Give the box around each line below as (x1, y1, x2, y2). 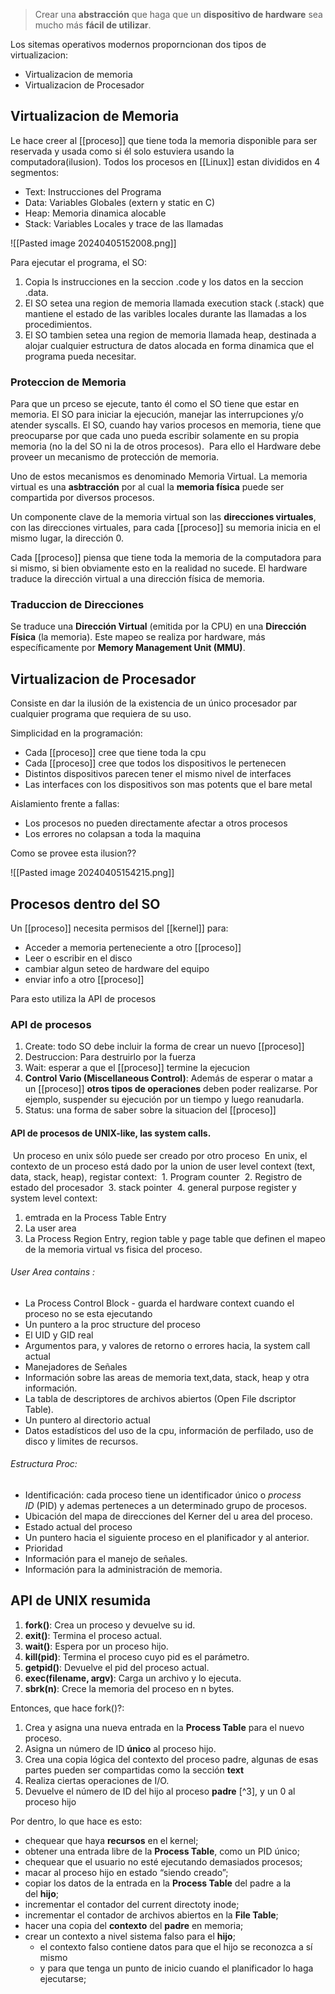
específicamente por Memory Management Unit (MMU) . (10, 642, 246, 654)
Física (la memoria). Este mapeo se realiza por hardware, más (10, 631, 266, 643)
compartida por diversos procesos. (10, 492, 155, 504)
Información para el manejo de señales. (24, 1552, 188, 1564)
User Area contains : (10, 1266, 96, 1278)
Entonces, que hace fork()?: (10, 1702, 125, 1714)
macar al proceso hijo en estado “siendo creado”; (24, 1866, 229, 1878)
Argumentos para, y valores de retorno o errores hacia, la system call (24, 1339, 311, 1351)
